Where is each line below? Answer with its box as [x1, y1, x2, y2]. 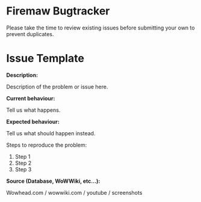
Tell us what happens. [6, 106, 61, 114]
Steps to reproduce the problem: [6, 141, 87, 148]
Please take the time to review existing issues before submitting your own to [6, 24, 195, 31]
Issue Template [6, 52, 84, 66]
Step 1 [14, 153, 31, 160]
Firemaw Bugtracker [6, 4, 110, 18]
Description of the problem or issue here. [6, 83, 108, 90]
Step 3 [14, 165, 32, 173]
